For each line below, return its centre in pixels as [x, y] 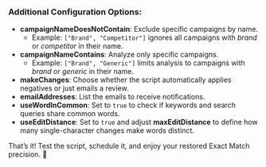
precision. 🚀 [28, 154]
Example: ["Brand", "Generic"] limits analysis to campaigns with [138, 63]
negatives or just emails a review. [74, 88]
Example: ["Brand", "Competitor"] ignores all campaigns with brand [144, 37]
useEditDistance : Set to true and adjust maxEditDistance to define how [139, 122]
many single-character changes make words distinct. [107, 130]
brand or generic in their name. [82, 72]
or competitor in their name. [77, 46]
